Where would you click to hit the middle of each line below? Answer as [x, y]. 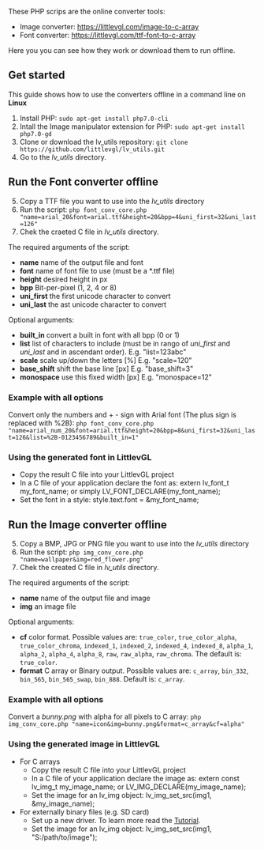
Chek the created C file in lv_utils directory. [89, 568]
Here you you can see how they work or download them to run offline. [122, 50]
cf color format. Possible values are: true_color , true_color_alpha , [128, 637]
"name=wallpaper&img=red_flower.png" [82, 560]
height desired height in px [63, 279]
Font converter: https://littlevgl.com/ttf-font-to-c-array [108, 35]
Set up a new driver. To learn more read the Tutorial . [116, 820]
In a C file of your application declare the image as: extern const [136, 778]
